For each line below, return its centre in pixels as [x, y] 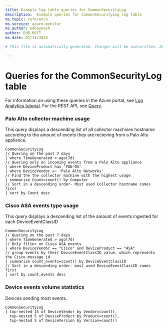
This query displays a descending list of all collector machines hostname [80, 129]
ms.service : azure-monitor [33, 24]
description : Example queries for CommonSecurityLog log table [73, 14]
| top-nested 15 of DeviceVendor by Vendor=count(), [61, 311]
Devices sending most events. [36, 298]
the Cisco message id [28, 257]
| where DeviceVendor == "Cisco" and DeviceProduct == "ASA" [70, 248]
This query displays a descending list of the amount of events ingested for [82, 216]
